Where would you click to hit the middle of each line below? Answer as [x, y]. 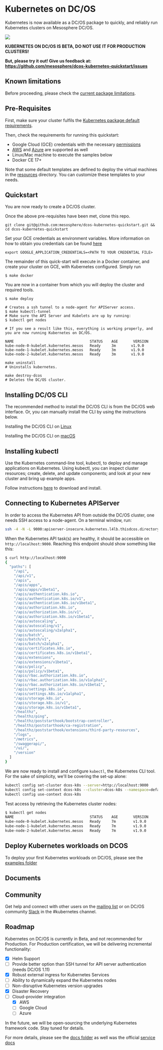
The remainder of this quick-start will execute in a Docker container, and [77, 261]
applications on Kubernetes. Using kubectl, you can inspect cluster [72, 468]
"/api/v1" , [25, 576]
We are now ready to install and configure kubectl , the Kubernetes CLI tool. [80, 771]
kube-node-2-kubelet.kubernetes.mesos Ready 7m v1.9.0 [76, 831]
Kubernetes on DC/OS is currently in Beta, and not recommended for [74, 939]
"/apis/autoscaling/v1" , [39, 626]
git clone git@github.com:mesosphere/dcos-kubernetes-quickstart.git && [80, 225]
